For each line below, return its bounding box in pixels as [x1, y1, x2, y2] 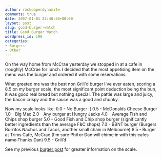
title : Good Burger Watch [5, 30, 58, 35]
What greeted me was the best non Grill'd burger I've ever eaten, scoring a [5, 81, 156, 87]
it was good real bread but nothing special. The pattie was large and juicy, [5, 91, 154, 97]
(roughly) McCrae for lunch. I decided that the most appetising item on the [5, 66, 155, 72]
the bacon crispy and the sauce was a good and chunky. [5, 96, 119, 102]
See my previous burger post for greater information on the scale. [5, 146, 138, 152]
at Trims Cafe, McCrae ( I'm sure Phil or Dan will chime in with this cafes [5, 132, 149, 138]
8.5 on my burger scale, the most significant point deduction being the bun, [5, 86, 157, 92]
